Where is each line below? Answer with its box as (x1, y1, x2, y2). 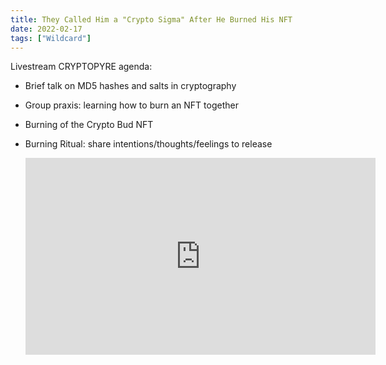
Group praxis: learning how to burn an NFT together (24, 99, 239, 111)
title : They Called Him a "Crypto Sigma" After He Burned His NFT (10, 14, 293, 25)
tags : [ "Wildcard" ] (10, 33, 92, 43)
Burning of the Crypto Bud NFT (24, 119, 154, 131)
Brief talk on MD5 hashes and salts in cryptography (24, 80, 237, 92)
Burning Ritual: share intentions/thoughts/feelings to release (24, 138, 273, 150)
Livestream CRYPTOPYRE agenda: (10, 61, 153, 73)
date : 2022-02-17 (10, 24, 83, 34)
